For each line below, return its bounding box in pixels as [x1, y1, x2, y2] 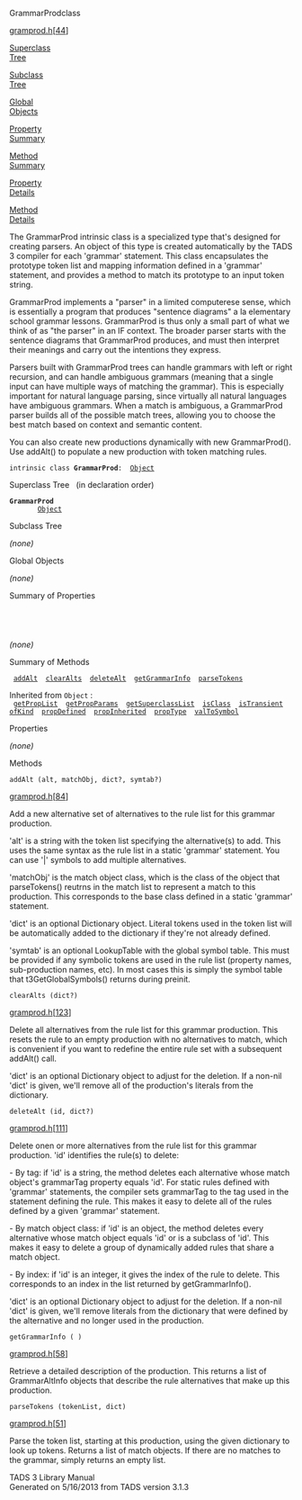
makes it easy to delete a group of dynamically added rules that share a [9, 1242, 274, 1253]
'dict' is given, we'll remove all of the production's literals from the [9, 1080, 253, 1091]
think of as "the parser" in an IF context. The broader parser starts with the [9, 326, 287, 336]
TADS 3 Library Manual [9, 1472, 95, 1483]
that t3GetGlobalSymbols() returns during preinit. [9, 974, 191, 984]
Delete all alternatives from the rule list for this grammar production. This [9, 1025, 279, 1035]
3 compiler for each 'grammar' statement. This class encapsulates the [9, 251, 269, 261]
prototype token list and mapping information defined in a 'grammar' [9, 260, 262, 271]
